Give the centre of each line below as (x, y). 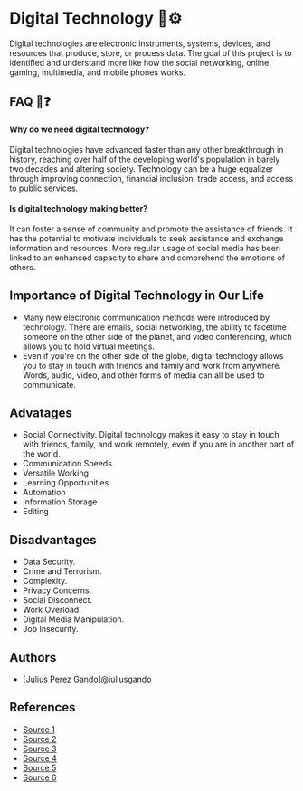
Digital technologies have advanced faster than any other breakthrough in (147, 149)
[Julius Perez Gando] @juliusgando (87, 679)
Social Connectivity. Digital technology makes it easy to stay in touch (151, 435)
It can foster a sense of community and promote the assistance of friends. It (151, 229)
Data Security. (49, 562)
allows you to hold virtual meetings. (89, 346)
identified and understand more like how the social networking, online (139, 62)
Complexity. (45, 581)
